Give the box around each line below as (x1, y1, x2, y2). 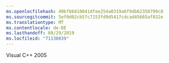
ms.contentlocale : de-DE (6, 24, 67, 31)
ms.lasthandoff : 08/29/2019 (6, 30, 75, 36)
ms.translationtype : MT (6, 19, 64, 25)
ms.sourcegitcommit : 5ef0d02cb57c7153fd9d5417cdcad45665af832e (6, 14, 164, 20)
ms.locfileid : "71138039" (6, 36, 69, 41)
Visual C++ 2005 (6, 52, 47, 58)
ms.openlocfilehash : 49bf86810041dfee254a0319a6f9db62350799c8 (6, 8, 164, 15)
